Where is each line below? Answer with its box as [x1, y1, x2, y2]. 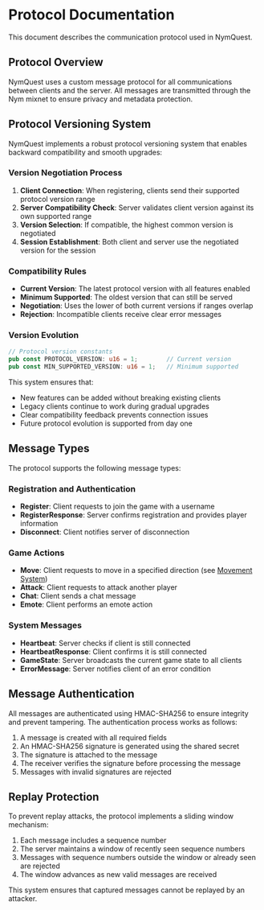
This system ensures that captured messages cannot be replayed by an [8, 885, 246, 895]
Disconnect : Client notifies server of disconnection [19, 527, 190, 537]
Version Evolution [8, 330, 79, 341]
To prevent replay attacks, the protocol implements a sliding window [8, 811, 234, 821]
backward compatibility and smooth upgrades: [8, 147, 163, 157]
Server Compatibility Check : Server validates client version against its [19, 203, 254, 212]
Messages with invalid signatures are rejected [19, 767, 173, 776]
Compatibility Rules [8, 266, 87, 277]
